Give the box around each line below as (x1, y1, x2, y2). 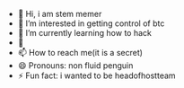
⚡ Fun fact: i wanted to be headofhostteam (17, 70, 177, 81)
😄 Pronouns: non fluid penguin (17, 60, 134, 71)
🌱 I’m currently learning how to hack (17, 28, 153, 38)
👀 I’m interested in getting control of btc (17, 18, 165, 29)
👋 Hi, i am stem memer (17, 9, 102, 19)
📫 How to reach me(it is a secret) (17, 48, 144, 57)
